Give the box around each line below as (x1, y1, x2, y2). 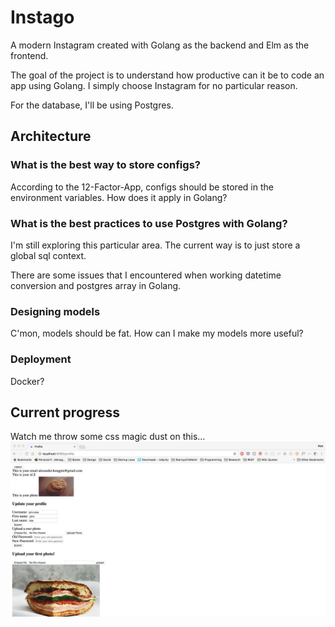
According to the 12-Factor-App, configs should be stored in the (10, 181, 274, 193)
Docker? (10, 375, 45, 387)
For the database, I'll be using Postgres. (10, 99, 174, 111)
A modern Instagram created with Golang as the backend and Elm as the (10, 39, 310, 51)
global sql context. (10, 249, 87, 261)
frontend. (10, 49, 49, 61)
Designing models (10, 304, 101, 318)
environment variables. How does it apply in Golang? (10, 191, 228, 203)
